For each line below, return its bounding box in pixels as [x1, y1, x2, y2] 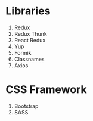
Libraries [5, 4, 51, 18]
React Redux [14, 36, 46, 44]
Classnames [14, 55, 45, 63]
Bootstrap [14, 103, 39, 110]
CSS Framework [5, 83, 87, 97]
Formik [14, 49, 32, 56]
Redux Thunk [14, 30, 47, 37]
